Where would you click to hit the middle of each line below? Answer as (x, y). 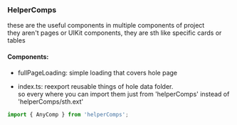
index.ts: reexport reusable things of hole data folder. (95, 86)
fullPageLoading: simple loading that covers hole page (98, 72)
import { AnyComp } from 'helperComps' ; (68, 114)
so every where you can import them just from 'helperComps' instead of (123, 94)
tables (17, 40)
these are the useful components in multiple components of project (106, 26)
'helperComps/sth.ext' (51, 102)
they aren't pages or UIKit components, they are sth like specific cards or (115, 33)
